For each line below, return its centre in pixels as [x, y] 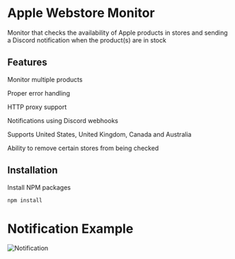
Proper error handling [39, 93]
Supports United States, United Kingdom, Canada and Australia [99, 134]
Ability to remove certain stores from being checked [83, 148]
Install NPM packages [39, 187]
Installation [33, 170]
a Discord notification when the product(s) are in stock [87, 40]
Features [27, 63]
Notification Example [70, 229]
